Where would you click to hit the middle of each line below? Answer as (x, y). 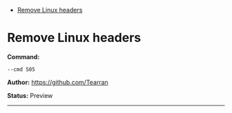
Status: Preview (30, 95)
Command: (23, 56)
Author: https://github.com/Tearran (58, 82)
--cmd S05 (21, 69)
